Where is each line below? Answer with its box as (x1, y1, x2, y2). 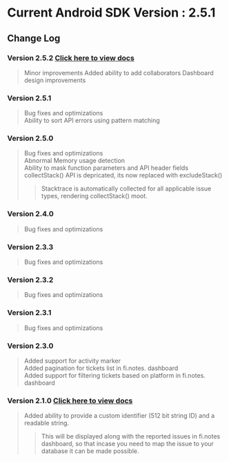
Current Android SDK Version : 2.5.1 (7, 5, 216, 21)
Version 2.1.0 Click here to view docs (7, 396, 133, 405)
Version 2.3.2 (7, 275, 54, 285)
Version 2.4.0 (7, 209, 54, 219)
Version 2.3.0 (7, 340, 54, 350)
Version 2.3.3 (7, 242, 54, 251)
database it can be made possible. (41, 447, 139, 455)
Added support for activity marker (23, 356, 121, 365)
